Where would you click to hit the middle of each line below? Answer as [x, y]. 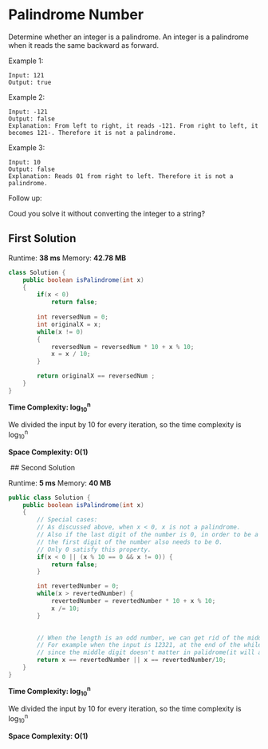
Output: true [30, 82]
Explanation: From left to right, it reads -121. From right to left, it [134, 125]
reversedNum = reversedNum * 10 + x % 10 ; [122, 347]
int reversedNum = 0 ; [73, 317]
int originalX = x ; [69, 324]
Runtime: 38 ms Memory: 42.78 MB [67, 258]
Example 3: [27, 147]
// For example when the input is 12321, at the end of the [139, 645]
